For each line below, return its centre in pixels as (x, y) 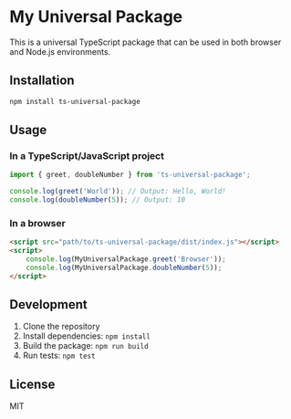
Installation (42, 81)
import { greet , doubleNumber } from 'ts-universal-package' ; (130, 175)
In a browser (37, 223)
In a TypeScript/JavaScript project (87, 155)
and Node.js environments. (60, 51)
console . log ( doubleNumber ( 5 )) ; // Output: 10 (97, 200)
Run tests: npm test (59, 356)
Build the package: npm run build (85, 346)
